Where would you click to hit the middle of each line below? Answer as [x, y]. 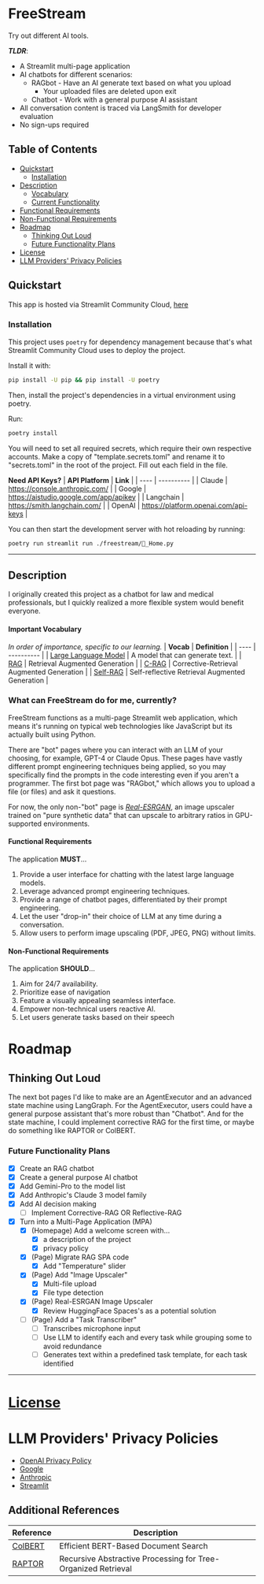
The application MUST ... [48, 859]
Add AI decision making [58, 1203]
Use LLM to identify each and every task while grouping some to [147, 1337]
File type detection [73, 1292]
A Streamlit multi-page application [75, 66]
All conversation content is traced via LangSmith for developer [121, 108]
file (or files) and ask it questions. [62, 791]
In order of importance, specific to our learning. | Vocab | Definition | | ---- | [132, 646]
